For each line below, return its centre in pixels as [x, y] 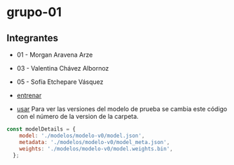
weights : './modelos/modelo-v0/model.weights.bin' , [96, 149]
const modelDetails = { [41, 129]
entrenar [29, 95]
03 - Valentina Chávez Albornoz [63, 68]
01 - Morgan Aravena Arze [55, 55]
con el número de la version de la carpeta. [78, 116]
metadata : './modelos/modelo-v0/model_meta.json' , [95, 142]
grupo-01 [34, 12]
